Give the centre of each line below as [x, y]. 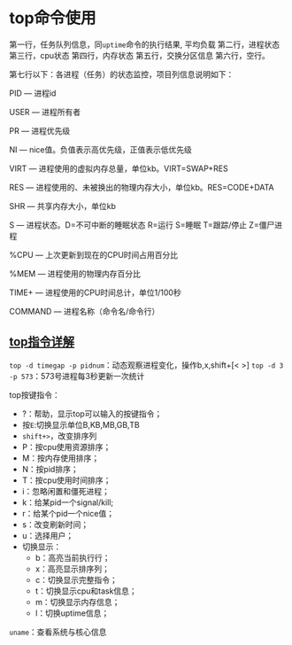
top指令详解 [42, 342]
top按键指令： [35, 394]
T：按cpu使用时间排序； [66, 480]
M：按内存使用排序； [61, 458]
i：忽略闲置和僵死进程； [66, 491]
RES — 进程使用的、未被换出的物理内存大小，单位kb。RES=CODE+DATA [142, 187]
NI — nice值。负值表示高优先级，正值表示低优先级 [101, 149]
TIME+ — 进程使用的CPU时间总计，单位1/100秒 [95, 292]
